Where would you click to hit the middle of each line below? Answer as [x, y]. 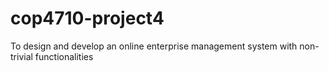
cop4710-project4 [87, 18]
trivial [21, 56]
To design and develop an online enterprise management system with [154, 46]
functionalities [64, 56]
